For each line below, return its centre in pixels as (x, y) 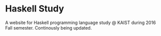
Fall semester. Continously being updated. (48, 27)
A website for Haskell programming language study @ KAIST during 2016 (80, 22)
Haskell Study (34, 9)
